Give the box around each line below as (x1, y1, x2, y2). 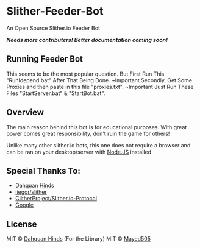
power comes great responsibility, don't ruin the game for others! (6, 130, 170, 137)
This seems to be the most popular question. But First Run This (6, 70, 165, 77)
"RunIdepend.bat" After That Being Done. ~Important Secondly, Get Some (6, 76, 193, 83)
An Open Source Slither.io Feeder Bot (6, 24, 101, 32)
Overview (6, 107, 45, 118)
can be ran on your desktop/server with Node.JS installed (6, 148, 151, 155)
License (6, 219, 37, 229)
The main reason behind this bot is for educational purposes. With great (6, 123, 187, 130)
